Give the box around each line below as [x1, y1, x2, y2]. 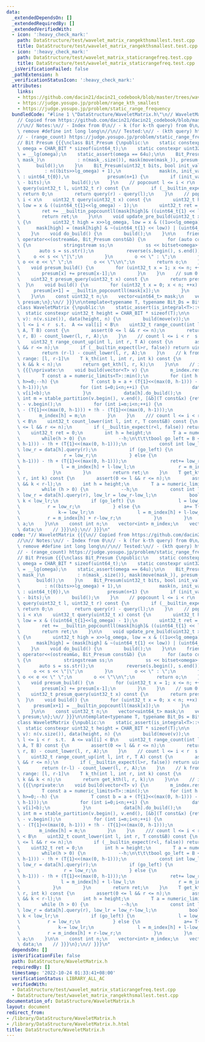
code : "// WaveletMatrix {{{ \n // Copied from [12, 532, 130, 538]
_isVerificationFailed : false [12, 65, 88, 72]
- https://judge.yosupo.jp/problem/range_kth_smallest [17, 100, 160, 106]
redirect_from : [6, 1010, 45, 1016]
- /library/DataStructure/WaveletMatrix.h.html [6, 1021, 130, 1027]
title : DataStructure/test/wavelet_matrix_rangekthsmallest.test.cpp [17, 43, 198, 50]
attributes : [12, 83, 43, 89]
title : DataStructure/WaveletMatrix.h [6, 1027, 105, 1033]
